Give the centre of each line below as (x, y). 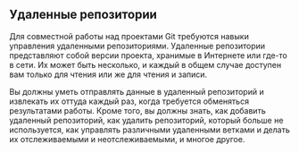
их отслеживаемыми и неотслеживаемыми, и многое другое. (127, 139)
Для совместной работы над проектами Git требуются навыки (129, 36)
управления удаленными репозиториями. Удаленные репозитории (137, 46)
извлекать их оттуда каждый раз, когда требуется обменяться (129, 101)
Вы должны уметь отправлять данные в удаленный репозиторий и (137, 91)
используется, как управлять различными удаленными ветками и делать (149, 130)
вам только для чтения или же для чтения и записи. (108, 74)
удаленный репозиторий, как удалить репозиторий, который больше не (146, 120)
